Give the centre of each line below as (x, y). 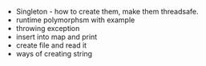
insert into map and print (57, 37)
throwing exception (48, 28)
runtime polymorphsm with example (75, 20)
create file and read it (51, 45)
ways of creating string (54, 54)
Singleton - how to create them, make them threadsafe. (107, 12)
